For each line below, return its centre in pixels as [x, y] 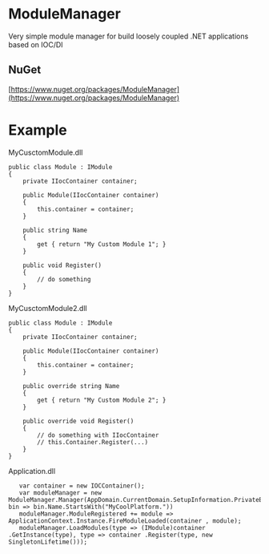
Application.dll [32, 471]
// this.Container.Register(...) [93, 442]
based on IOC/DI [36, 44]
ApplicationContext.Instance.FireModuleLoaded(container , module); [125, 521]
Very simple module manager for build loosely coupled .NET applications [128, 36]
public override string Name [71, 386]
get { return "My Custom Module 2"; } [102, 400]
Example [38, 130]
